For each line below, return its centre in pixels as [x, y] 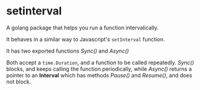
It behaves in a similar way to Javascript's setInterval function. [85, 39]
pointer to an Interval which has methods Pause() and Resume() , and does [99, 75]
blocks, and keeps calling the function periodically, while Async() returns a [99, 69]
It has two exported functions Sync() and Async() [68, 51]
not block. [19, 82]
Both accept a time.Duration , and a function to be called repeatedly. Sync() [100, 62]
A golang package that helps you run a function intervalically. [82, 28]
